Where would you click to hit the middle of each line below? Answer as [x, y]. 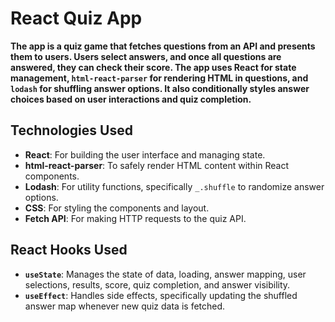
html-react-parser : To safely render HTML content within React [157, 165]
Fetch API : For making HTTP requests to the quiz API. [135, 218]
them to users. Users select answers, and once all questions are [146, 56]
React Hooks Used [69, 250]
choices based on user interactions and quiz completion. [131, 99]
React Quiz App [76, 18]
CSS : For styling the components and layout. [117, 208]
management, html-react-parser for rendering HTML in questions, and [159, 78]
